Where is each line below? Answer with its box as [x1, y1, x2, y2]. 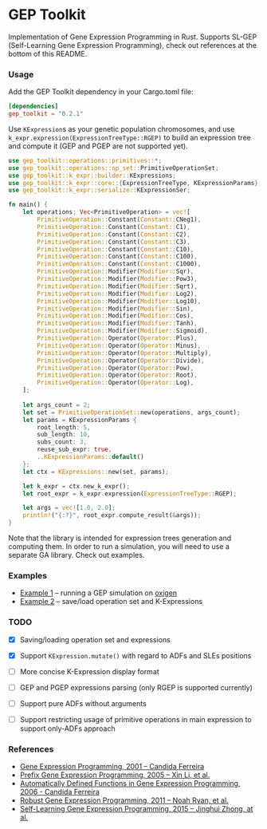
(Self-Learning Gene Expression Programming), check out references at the [8, 40, 257, 49]
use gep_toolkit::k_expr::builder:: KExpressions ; [8, 172, 177, 180]
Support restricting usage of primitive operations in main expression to [19, 715, 253, 724]
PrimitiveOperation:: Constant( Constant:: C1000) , [37, 260, 202, 268]
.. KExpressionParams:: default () [37, 453, 145, 461]
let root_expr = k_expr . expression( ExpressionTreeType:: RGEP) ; [22, 489, 238, 498]
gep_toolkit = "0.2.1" [8, 110, 84, 118]
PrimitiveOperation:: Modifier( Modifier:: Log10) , [37, 297, 202, 305]
